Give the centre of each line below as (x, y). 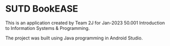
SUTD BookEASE (42, 9)
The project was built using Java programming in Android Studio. (74, 38)
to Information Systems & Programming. (48, 28)
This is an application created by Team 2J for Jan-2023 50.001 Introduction (85, 23)
